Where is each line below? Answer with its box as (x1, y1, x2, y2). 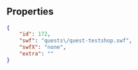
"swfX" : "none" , (19, 44, 67, 51)
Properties (6, 6, 54, 17)
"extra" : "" (19, 50, 54, 57)
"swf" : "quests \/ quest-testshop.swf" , (19, 37, 132, 44)
